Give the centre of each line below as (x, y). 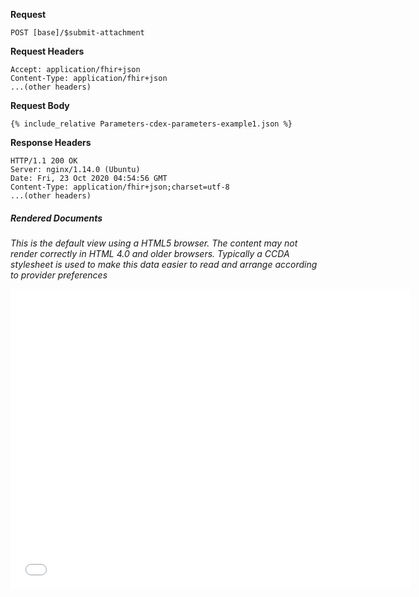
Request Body (40, 105)
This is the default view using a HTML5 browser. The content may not (154, 243)
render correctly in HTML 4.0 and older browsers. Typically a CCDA (150, 253)
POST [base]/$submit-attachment (77, 33)
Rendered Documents (56, 218)
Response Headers (51, 142)
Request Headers (47, 51)
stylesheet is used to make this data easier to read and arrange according (164, 264)
